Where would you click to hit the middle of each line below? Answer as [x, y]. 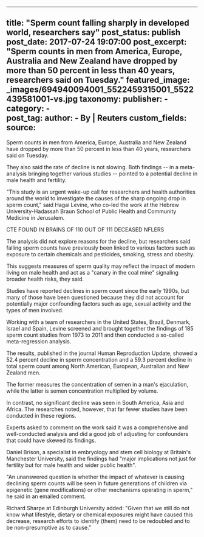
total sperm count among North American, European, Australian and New [98, 366]
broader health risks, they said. [45, 279]
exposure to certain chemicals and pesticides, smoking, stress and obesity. [100, 254]
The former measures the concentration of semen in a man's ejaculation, [97, 384]
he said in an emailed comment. [46, 496]
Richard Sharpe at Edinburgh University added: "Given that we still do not [98, 508]
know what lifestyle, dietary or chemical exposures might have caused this [100, 514]
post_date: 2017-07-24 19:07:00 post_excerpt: [97, 42]
